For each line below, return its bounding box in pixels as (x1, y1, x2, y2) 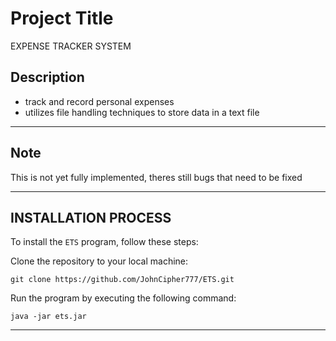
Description (10, 69, 85, 86)
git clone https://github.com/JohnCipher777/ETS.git (10, 275, 235, 285)
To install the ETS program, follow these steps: (10, 236, 199, 248)
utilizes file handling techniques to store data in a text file (24, 106, 260, 118)
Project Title (10, 7, 114, 30)
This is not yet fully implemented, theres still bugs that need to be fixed (10, 171, 303, 183)
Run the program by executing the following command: (10, 292, 237, 304)
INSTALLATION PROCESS (10, 209, 172, 226)
